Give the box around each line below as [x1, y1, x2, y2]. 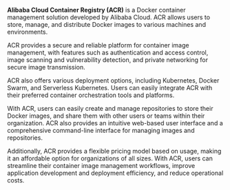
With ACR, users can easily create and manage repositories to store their [7, 105, 213, 112]
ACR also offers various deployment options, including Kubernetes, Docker [7, 76, 220, 85]
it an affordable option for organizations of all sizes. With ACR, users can [7, 154, 213, 162]
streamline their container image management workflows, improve [7, 162, 196, 169]
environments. [7, 28, 48, 36]
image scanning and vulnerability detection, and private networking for [7, 56, 209, 64]
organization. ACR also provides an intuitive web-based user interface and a [7, 119, 223, 127]
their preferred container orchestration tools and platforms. [7, 91, 175, 99]
